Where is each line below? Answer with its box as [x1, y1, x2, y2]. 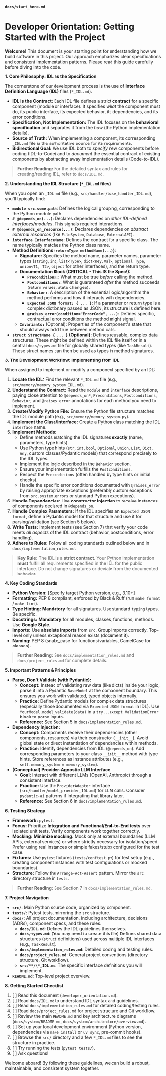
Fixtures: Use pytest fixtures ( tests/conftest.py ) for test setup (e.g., [12, 854, 155, 860]
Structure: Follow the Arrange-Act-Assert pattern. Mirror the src [12, 870, 144, 876]
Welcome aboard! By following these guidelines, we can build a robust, [5, 1060, 150, 1066]
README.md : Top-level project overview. [12, 973, 91, 979]
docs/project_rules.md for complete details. [17, 657, 108, 663]
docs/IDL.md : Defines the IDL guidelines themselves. [19, 925, 126, 931]
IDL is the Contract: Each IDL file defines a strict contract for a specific [12, 98, 159, 104]
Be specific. [12, 611, 37, 617]
